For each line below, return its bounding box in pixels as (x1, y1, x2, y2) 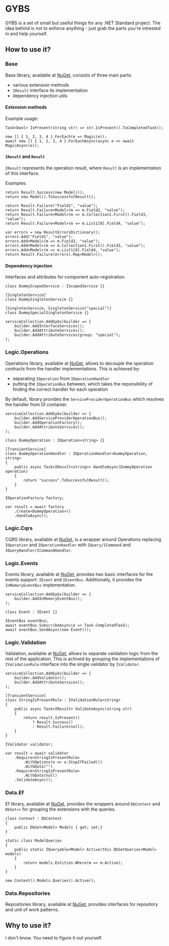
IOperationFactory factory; (5, 495, 65, 501)
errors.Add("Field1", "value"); (5, 234, 73, 240)
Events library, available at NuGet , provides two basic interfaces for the (5, 571, 153, 578)
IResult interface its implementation (12, 87, 88, 93)
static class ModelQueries (5, 838, 62, 843)
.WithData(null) (23, 773, 58, 778)
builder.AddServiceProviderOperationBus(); (14, 415, 107, 421)
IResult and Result (5, 154, 45, 160)
